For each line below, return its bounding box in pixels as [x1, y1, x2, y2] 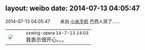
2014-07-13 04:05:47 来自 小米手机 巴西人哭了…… [5, 18, 120, 24]
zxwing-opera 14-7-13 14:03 [26, 30, 89, 36]
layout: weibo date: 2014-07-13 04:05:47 [5, 4, 140, 13]
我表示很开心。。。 [26, 36, 68, 43]
